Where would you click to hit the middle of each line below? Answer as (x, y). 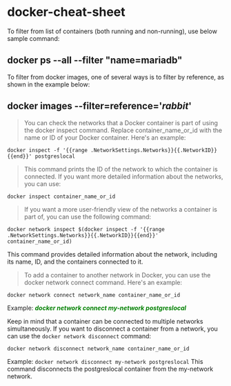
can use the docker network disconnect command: (79, 336)
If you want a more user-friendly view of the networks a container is (120, 209)
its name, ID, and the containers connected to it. (75, 261)
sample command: (33, 38)
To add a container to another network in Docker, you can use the (117, 275)
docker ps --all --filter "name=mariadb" (95, 61)
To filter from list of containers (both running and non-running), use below (112, 31)
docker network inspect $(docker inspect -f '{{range (86, 229)
